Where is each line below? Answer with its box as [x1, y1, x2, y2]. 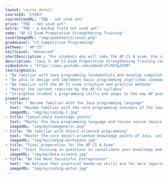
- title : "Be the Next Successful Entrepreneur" [5, 156, 108, 161]
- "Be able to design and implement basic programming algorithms [5, 77, 146, 82]
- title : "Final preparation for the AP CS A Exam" [5, 142, 115, 148]
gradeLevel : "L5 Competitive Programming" [5, 40, 95, 45]
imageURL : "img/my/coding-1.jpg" [9, 110, 79, 115]
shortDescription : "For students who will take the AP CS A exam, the [5, 54, 157, 59]
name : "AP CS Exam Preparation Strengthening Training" [5, 31, 124, 36]
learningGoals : [5, 68, 37, 73]
